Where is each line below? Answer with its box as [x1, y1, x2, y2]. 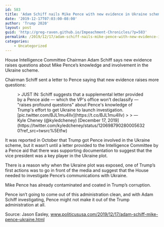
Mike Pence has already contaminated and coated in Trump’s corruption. [5, 182, 151, 188]
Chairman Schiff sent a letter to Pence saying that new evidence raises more [5, 77, 159, 83]
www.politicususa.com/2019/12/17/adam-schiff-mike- [50, 211, 159, 217]
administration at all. [5, 202, 46, 207]
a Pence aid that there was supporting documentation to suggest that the [5, 147, 152, 153]
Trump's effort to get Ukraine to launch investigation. [17, 107, 123, 113]
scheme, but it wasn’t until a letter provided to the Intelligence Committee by [5, 142, 159, 148]
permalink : [5, 35, 27, 40]
